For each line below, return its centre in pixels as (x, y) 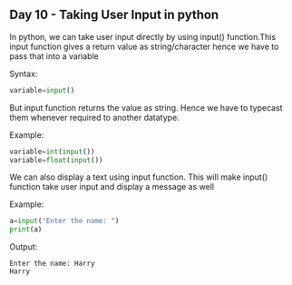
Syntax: (24, 74)
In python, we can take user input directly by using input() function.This (143, 36)
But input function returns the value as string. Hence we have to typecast (146, 107)
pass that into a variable (54, 56)
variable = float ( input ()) (56, 160)
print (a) (26, 230)
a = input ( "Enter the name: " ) (64, 221)
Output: (24, 247)
